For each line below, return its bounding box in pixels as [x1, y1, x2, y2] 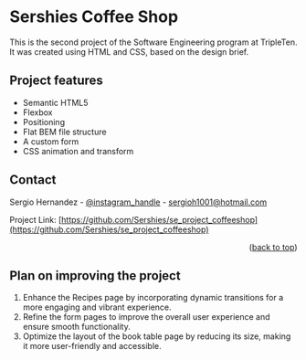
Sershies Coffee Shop [9, 6, 179, 27]
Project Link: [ [9, 214, 62, 225]
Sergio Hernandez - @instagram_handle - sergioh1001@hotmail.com [9, 196, 268, 207]
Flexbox [22, 107, 53, 118]
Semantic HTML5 [22, 97, 89, 108]
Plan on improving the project [9, 268, 181, 283]
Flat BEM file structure [22, 126, 107, 137]
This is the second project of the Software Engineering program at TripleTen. [9, 37, 298, 48]
